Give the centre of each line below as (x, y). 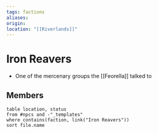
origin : (16, 23)
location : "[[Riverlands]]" (42, 29)
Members (25, 95)
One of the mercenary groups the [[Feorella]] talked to (83, 76)
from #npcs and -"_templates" (45, 115)
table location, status (37, 109)
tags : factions (26, 12)
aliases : (17, 18)
